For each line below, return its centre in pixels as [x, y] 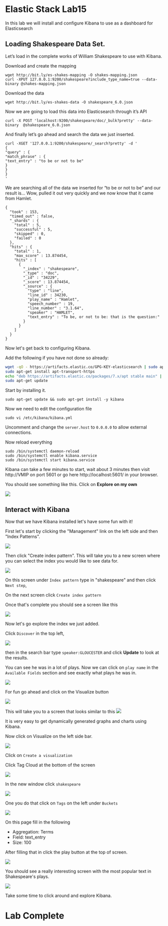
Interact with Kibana [37, 509]
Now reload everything [29, 442]
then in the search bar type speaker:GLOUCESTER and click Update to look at [82, 652]
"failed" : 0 [28, 238]
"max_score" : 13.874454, [41, 255]
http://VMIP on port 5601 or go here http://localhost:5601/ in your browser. [82, 475]
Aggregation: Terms [33, 832]
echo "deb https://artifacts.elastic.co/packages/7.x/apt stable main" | [84, 376]
